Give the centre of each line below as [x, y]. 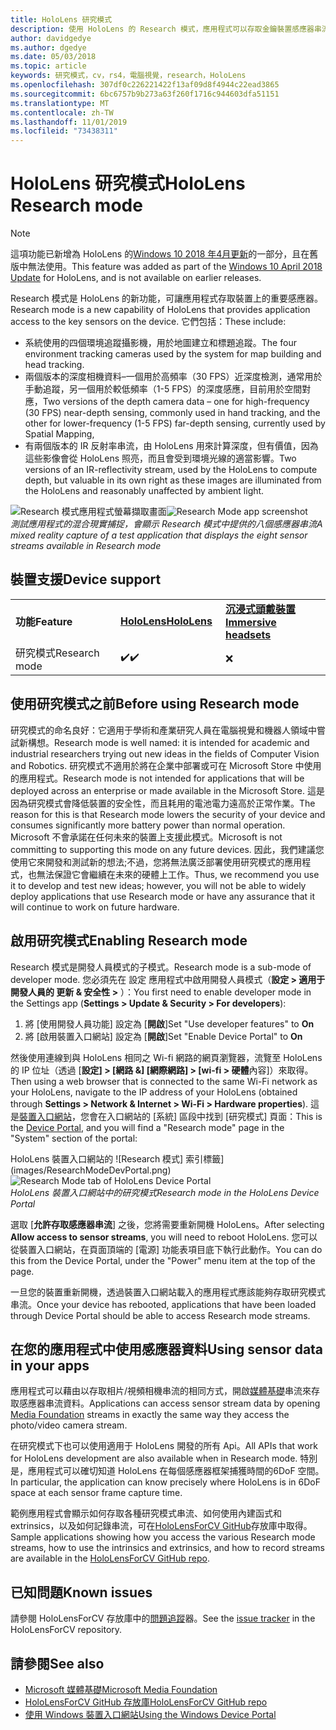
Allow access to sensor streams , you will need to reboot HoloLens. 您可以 [164, 1237]
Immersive [251, 622]
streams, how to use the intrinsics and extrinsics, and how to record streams [167, 1548]
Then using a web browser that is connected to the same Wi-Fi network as [164, 1081]
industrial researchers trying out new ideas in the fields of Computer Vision [165, 753]
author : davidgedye [51, 38]
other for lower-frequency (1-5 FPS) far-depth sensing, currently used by [175, 423]
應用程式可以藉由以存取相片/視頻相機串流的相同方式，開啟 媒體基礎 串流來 [161, 1391]
